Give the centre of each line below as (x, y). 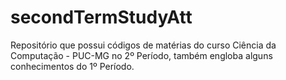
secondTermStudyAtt (101, 17)
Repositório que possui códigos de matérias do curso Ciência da (143, 45)
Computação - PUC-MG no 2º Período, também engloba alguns (141, 55)
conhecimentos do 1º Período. (72, 66)
